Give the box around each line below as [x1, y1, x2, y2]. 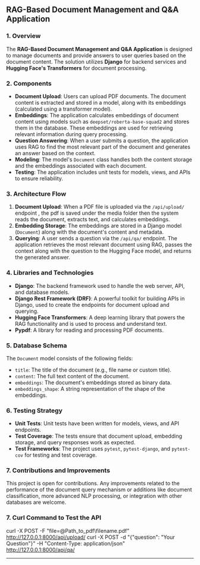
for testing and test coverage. [24, 451, 97, 459]
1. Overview [6, 32, 41, 40]
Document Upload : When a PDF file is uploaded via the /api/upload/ [14, 203, 185, 211]
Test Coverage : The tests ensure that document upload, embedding [14, 432, 183, 440]
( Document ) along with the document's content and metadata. [14, 228, 164, 236]
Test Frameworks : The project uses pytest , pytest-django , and [14, 445, 171, 453]
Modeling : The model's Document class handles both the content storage [14, 156, 192, 163]
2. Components [6, 79, 52, 87]
